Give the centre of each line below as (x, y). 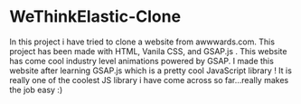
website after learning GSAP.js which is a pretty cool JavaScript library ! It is (150, 71)
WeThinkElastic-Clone (95, 17)
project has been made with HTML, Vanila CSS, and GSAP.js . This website (148, 51)
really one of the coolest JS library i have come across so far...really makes (149, 80)
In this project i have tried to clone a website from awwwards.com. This (142, 42)
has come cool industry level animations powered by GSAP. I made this (141, 61)
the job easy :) (36, 90)
